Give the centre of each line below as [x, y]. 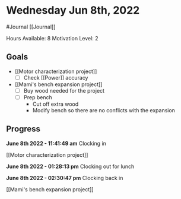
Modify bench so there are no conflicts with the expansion [104, 110]
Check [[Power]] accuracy [56, 77]
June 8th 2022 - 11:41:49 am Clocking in [56, 143]
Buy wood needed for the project [64, 90]
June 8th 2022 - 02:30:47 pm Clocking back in [65, 178]
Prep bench [38, 97]
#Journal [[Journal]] [31, 27]
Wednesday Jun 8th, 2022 [73, 10]
